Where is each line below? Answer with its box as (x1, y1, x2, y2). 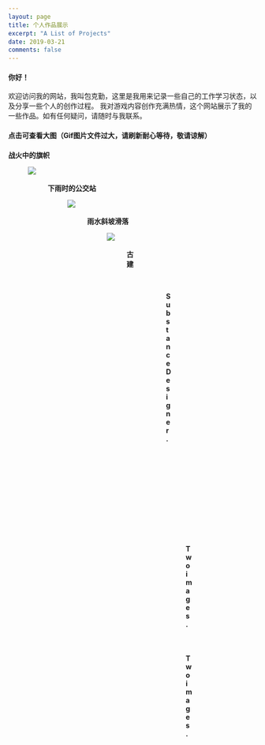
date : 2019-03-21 (8, 38, 65, 46)
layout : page (8, 13, 51, 21)
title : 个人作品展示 (8, 21, 69, 29)
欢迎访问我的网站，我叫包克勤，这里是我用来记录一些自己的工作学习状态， (8, 92, 250, 101)
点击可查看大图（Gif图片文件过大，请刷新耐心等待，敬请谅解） (8, 130, 211, 140)
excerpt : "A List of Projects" (8, 29, 111, 37)
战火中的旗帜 (8, 150, 50, 159)
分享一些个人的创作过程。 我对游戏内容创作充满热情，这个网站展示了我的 (14, 101, 252, 110)
